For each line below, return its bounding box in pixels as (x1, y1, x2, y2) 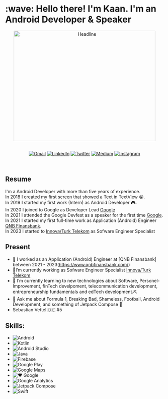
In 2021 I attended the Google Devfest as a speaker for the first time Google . (5, 212, 163, 218)
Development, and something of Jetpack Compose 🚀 (12, 301, 123, 307)
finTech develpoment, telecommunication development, (42, 283, 158, 289)
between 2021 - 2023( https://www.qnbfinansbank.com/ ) (12, 261, 130, 267)
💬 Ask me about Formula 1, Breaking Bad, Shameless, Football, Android (12, 296, 160, 302)
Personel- (139, 277, 160, 283)
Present (5, 243, 31, 251)
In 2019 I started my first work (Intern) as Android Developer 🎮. (5, 199, 137, 205)
